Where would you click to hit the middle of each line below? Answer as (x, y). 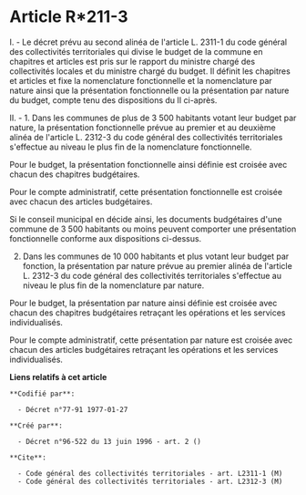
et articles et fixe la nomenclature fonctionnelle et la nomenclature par (141, 80)
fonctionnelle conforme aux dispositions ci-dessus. (106, 238)
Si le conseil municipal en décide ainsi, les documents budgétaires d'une (146, 219)
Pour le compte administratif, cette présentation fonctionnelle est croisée (146, 191)
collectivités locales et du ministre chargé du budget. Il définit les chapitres (150, 71)
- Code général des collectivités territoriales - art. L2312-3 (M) (150, 481)
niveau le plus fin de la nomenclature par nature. (113, 285)
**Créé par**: (36, 426)
